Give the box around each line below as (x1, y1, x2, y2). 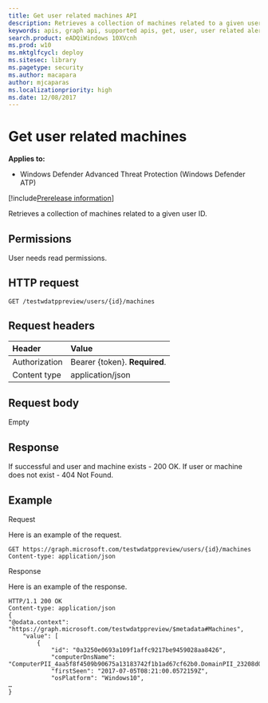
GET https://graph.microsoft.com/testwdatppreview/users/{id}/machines (8, 546, 251, 554)
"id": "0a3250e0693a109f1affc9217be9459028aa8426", (50, 646, 227, 654)
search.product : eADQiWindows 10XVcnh (8, 34, 137, 42)
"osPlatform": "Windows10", (50, 674, 145, 682)
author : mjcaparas (8, 78, 69, 86)
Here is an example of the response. (8, 582, 128, 591)
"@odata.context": (8, 618, 69, 626)
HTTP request (8, 276, 80, 290)
